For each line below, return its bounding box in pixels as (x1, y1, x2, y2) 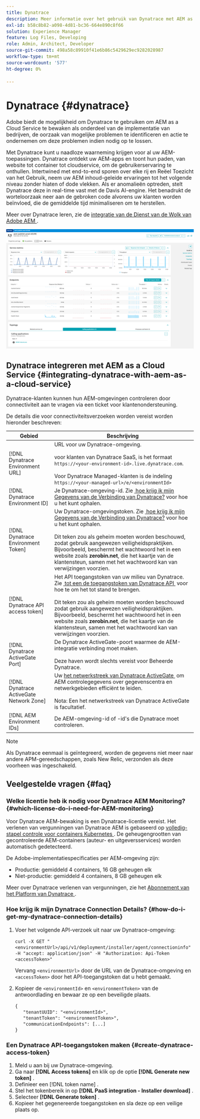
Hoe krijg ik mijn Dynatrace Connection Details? (6, 905, 148, 914)
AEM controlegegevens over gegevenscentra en (54, 679, 173, 686)
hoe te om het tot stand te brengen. (54, 586, 141, 593)
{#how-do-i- (148, 905, 186, 914)
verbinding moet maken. (79, 645, 138, 652)
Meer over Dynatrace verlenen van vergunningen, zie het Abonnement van (6, 884, 190, 891)
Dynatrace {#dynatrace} (6, 99, 130, 112)
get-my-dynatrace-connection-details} (6, 912, 123, 921)
